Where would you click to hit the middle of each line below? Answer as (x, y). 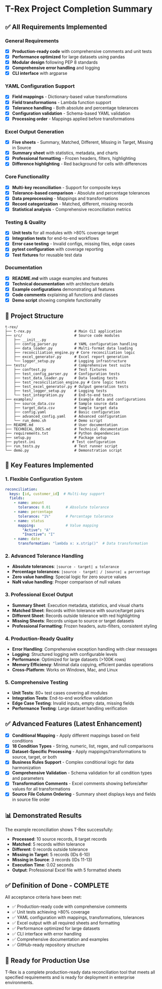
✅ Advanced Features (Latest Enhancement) (74, 724)
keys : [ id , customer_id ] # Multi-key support (57, 494)
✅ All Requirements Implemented (56, 27)
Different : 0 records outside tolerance (50, 849)
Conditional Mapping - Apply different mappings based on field (76, 736)
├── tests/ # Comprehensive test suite (68, 365)
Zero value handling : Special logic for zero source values (69, 577)
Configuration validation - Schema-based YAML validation (71, 113)
